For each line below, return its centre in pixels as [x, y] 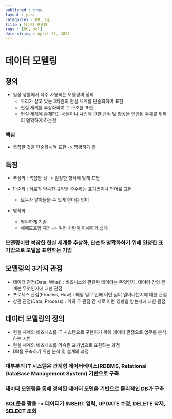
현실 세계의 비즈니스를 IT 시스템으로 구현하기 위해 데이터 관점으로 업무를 [85, 332]
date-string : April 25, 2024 [38, 34]
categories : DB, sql [28, 19]
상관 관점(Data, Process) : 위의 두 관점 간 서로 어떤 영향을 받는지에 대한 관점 [89, 301]
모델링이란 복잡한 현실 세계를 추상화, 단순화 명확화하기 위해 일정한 [81, 243]
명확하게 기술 [34, 222]
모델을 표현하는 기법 [49, 250]
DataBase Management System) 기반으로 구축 [62, 373]
